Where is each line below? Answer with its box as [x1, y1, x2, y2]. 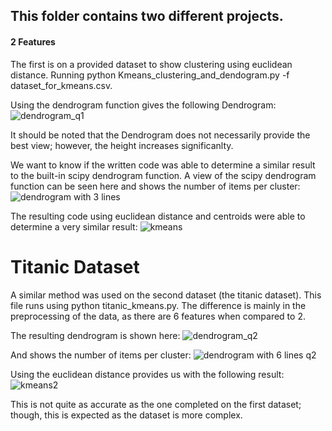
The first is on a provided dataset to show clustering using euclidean [10, 58, 293, 70]
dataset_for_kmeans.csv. [10, 79, 113, 91]
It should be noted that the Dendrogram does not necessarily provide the [10, 129, 311, 141]
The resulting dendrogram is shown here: [10, 329, 181, 341]
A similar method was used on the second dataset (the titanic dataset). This [10, 289, 322, 301]
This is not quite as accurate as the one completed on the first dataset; [10, 398, 302, 410]
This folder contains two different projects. [10, 8, 284, 25]
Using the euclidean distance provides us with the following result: [10, 368, 285, 380]
